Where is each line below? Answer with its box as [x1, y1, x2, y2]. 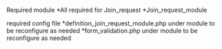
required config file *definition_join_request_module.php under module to [6, 19, 215, 27]
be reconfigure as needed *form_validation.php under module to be [6, 27, 198, 35]
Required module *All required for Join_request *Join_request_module [6, 6, 208, 14]
